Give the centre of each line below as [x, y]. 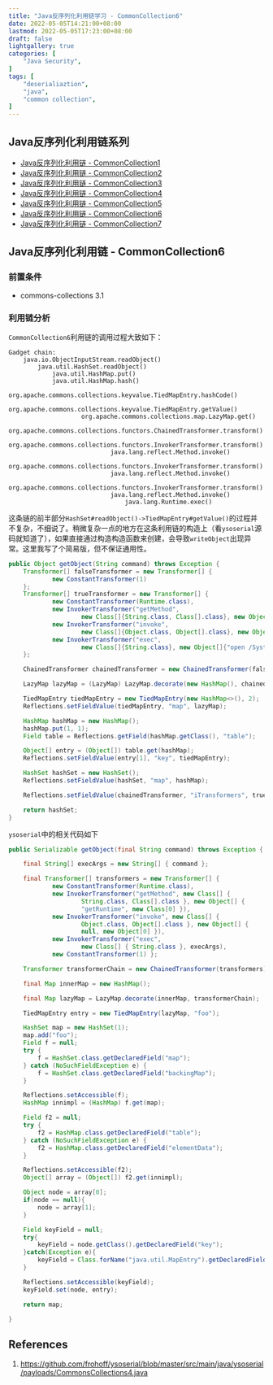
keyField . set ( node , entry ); [70, 1290]
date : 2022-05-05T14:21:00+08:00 [65, 24]
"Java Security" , [52, 62]
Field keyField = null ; [63, 1230]
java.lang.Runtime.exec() [169, 502]
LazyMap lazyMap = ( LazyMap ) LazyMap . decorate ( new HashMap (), [130, 684]
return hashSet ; [51, 810]
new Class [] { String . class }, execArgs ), [154, 947]
